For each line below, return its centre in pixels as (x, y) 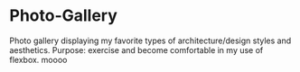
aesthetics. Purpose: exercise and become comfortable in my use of (136, 49)
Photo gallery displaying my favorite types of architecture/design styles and (150, 40)
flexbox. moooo (38, 59)
